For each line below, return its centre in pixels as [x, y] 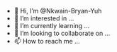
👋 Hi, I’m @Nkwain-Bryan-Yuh [58, 11]
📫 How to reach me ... [47, 41]
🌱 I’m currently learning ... [52, 26]
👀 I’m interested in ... [44, 18]
